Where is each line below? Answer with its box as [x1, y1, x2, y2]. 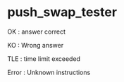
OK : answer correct [7, 27, 66, 36]
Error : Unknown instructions [7, 68, 91, 76]
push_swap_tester [7, 4, 118, 20]
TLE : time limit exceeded [7, 54, 81, 63]
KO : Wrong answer [7, 41, 64, 49]
